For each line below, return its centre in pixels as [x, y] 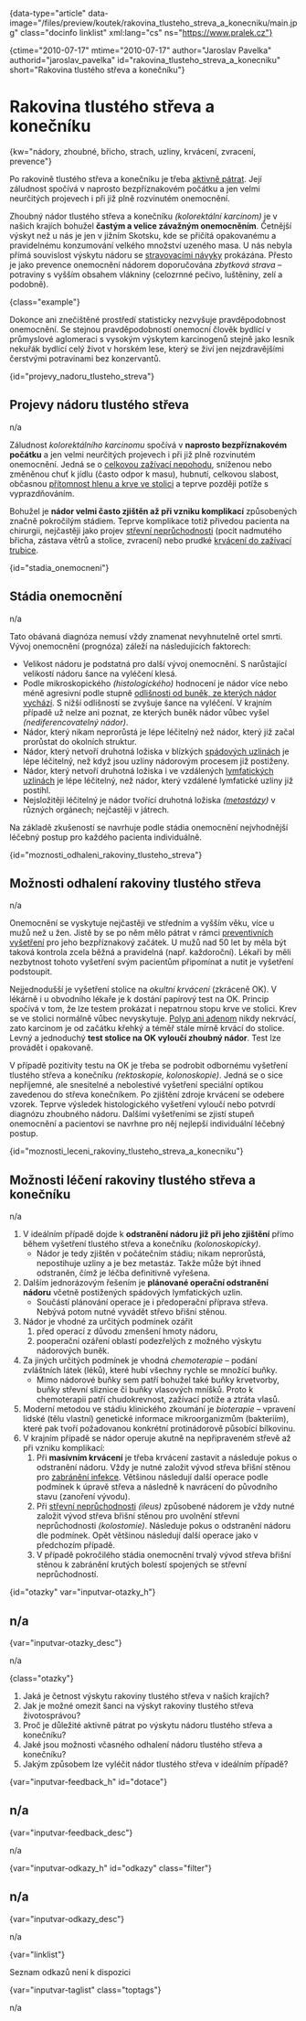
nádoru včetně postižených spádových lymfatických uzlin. [133, 1293]
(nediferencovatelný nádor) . [75, 722]
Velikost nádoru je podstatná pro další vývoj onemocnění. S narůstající [155, 663]
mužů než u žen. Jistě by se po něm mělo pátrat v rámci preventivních [142, 933]
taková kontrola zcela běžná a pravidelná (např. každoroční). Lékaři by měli [150, 952]
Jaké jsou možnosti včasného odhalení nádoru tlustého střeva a [142, 1745]
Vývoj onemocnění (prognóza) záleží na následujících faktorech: [130, 646]
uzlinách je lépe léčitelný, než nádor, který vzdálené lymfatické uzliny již [158, 780]
